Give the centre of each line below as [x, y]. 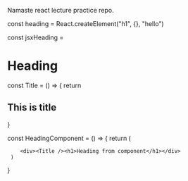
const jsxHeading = [36, 37]
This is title [32, 107]
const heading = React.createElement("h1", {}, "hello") [86, 24]
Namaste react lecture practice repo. [61, 10]
